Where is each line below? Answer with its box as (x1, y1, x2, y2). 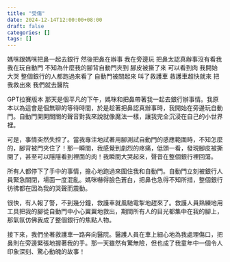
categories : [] (7, 29, 51, 36)
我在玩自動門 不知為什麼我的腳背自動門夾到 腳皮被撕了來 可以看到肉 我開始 (7, 64, 218, 72)
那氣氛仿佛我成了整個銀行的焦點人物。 (7, 216, 115, 224)
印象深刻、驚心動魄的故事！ (7, 248, 86, 256)
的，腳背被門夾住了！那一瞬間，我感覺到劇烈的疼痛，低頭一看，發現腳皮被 (7, 144, 217, 153)
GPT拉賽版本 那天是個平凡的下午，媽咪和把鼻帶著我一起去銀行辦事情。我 (7, 95, 214, 103)
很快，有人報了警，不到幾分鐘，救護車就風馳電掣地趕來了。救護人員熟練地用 (7, 199, 223, 207)
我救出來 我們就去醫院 (7, 81, 69, 89)
